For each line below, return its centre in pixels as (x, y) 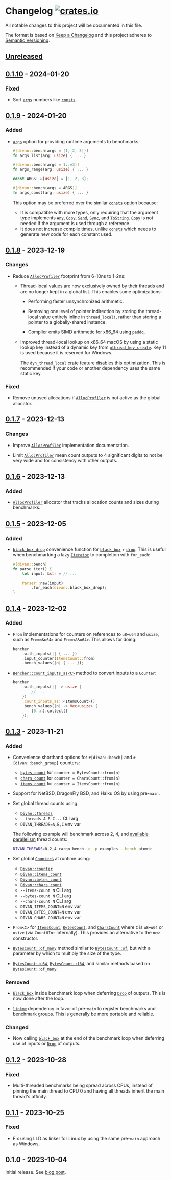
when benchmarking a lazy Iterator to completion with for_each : (81, 554)
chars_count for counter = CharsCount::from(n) (70, 778)
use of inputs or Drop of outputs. (46, 1044)
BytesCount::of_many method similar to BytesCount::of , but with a (81, 948)
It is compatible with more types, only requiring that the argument (89, 212)
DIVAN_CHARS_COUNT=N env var (51, 917)
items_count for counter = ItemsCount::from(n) (70, 783)
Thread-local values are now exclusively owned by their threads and (92, 286)
